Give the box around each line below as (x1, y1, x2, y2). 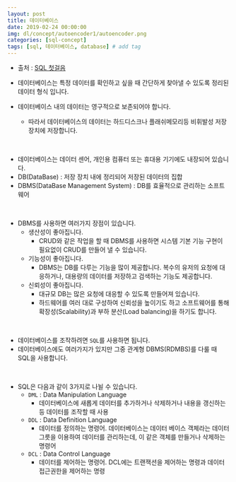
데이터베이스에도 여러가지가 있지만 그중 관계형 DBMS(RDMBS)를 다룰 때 (17, 345, 218, 353)
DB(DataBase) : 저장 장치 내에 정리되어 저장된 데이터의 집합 (17, 172, 183, 181)
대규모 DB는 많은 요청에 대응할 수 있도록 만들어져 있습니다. (38, 290, 200, 298)
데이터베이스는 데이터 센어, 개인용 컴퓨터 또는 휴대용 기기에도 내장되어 (17, 155, 211, 163)
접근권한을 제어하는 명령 (38, 467, 105, 475)
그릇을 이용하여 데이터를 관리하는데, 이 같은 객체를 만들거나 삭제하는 (38, 433, 226, 441)
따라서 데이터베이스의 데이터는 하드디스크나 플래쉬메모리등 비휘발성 (28, 117, 214, 126)
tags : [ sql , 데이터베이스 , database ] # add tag (7, 43, 141, 50)
